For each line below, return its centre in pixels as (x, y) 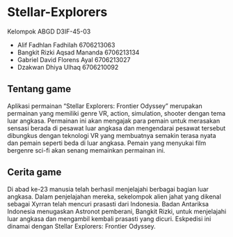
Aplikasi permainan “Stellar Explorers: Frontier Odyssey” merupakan (105, 106)
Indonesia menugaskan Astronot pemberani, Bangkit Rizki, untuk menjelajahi (117, 211)
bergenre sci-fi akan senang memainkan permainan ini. (86, 150)
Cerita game (34, 173)
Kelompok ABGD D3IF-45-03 (49, 31)
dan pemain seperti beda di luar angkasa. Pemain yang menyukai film (107, 143)
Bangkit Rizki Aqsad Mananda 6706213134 (78, 52)
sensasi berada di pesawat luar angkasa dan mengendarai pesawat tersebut (116, 128)
